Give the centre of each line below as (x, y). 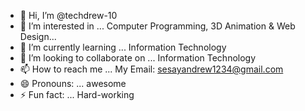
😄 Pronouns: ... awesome (73, 83)
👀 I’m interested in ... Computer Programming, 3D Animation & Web (157, 26)
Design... (38, 36)
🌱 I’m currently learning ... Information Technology (123, 47)
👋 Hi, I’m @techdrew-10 (68, 15)
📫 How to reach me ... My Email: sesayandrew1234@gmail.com (151, 69)
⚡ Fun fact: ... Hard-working (77, 94)
